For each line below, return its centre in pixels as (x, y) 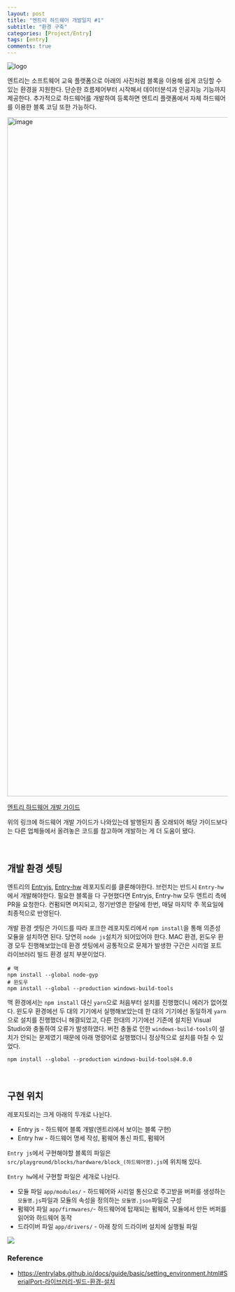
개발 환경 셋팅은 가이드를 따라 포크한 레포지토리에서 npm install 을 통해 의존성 (114, 928)
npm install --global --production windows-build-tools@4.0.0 (100, 1059)
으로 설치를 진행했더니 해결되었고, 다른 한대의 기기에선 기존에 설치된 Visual (109, 1020)
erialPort (30, 1281)
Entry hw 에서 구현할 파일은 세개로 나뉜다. (64, 1176)
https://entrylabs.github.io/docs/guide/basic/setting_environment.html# (120, 1273)
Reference (25, 1258)
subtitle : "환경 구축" (37, 27)
